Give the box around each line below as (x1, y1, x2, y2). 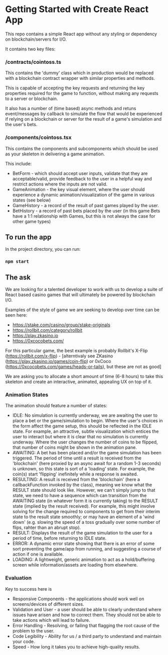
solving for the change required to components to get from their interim (12, 509, 160, 515)
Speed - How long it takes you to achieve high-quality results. (12, 643, 140, 649)
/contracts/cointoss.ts (5, 58, 62, 65)
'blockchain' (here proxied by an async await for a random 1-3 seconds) (12, 460, 161, 466)
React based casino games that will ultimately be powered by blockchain (5, 292, 155, 298)
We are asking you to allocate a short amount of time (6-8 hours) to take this (5, 373, 163, 380)
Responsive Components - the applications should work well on (12, 596, 144, 602)
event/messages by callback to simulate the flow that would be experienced (5, 111, 162, 117)
